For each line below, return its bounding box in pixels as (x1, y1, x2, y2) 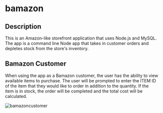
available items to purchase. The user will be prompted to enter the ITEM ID (5, 77, 157, 83)
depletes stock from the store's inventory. (5, 46, 89, 51)
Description (5, 22, 41, 31)
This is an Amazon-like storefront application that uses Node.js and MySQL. (5, 35, 157, 41)
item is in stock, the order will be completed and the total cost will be (5, 88, 143, 94)
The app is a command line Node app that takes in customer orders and (5, 40, 149, 46)
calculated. (5, 93, 28, 99)
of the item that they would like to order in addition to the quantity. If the (5, 83, 149, 89)
